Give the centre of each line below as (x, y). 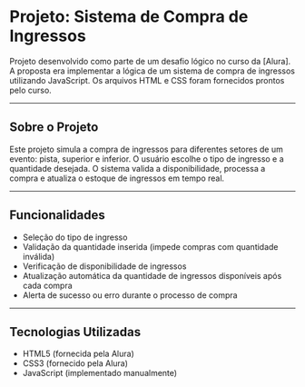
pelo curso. (30, 90)
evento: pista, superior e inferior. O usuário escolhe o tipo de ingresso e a (147, 159)
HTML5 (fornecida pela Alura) (78, 354)
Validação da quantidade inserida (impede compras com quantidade (150, 246)
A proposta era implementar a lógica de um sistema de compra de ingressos (152, 71)
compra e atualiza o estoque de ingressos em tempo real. (117, 178)
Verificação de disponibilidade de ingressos (104, 266)
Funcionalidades (58, 215)
